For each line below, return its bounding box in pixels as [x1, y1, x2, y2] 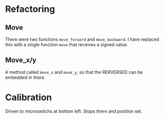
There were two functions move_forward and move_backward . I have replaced [5, 36, 160, 42]
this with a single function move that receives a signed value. [5, 42, 128, 48]
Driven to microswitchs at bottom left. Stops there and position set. [5, 108, 143, 114]
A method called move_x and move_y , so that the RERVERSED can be [5, 69, 143, 75]
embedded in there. [5, 74, 46, 80]
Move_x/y [5, 56, 36, 64]
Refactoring [5, 3, 55, 15]
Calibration [5, 92, 52, 103]
